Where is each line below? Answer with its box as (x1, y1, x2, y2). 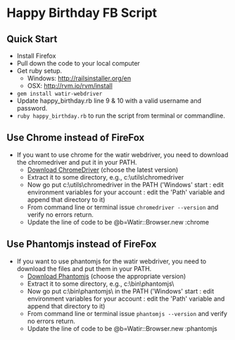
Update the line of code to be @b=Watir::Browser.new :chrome (27, 218, 209, 226)
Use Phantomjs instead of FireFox (6, 238, 157, 251)
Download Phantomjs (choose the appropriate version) (27, 272, 186, 280)
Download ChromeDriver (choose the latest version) (27, 165, 179, 174)
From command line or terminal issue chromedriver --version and (27, 203, 219, 211)
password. (16, 104, 48, 112)
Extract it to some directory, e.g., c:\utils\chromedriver (27, 172, 184, 181)
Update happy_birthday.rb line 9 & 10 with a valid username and (16, 96, 202, 105)
